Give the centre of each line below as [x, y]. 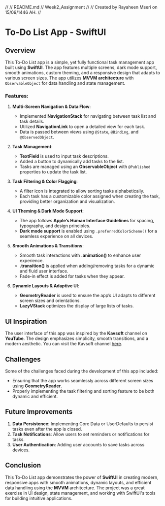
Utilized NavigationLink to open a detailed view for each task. [82, 127]
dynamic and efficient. [35, 396]
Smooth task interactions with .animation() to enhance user [80, 255]
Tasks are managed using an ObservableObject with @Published [85, 167]
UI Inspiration [26, 321]
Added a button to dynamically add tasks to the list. [72, 162]
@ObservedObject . [37, 137]
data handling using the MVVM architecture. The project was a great [75, 488]
